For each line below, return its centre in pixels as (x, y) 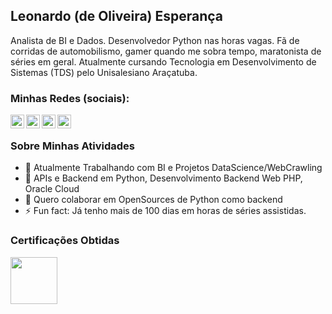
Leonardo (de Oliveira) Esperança (117, 16)
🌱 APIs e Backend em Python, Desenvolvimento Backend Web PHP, (163, 178)
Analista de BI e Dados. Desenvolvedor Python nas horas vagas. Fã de (155, 40)
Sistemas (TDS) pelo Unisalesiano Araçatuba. (104, 72)
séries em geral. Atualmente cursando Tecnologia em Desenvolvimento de (163, 61)
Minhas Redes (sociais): (70, 98)
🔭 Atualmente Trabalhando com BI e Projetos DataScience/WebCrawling (173, 168)
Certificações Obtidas (65, 241)
